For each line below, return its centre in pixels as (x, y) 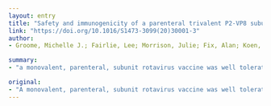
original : (25, 82)
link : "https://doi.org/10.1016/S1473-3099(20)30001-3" (104, 31)
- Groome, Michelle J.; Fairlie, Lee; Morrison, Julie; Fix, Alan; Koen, (135, 46)
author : (21, 38)
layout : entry (32, 16)
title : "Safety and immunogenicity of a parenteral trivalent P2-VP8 (128, 23)
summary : (23, 60)
